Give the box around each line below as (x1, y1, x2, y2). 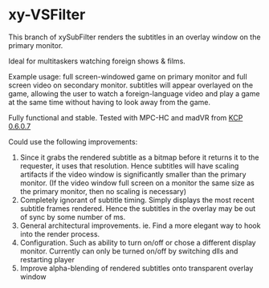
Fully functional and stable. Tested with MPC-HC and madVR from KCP (8, 112, 243, 122)
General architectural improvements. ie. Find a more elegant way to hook (19, 221, 261, 230)
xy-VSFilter (8, 6, 86, 24)
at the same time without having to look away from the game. (8, 97, 211, 107)
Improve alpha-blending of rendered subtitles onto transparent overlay (19, 263, 254, 273)
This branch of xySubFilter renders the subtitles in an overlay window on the (8, 32, 261, 42)
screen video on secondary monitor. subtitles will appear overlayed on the (8, 80, 254, 90)
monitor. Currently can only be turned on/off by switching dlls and (19, 246, 238, 256)
